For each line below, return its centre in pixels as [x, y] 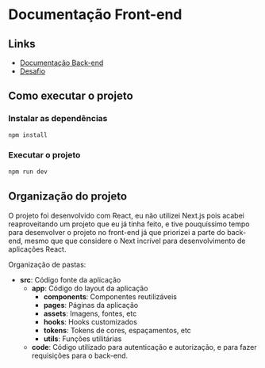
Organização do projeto [68, 197]
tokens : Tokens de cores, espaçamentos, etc [117, 330]
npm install [28, 135]
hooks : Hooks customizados [90, 321]
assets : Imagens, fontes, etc [90, 313]
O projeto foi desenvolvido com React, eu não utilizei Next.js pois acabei [126, 215]
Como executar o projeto [71, 96]
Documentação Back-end [61, 63]
